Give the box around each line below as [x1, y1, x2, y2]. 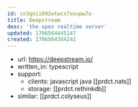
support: [17, 70, 43, 79]
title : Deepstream [7, 17, 61, 24]
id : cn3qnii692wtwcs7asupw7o [7, 10, 92, 17]
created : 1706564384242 [7, 36, 77, 43]
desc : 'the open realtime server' [7, 23, 108, 30]
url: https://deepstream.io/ [17, 55, 93, 63]
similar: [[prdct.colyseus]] [17, 92, 92, 101]
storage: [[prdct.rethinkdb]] [27, 85, 107, 93]
